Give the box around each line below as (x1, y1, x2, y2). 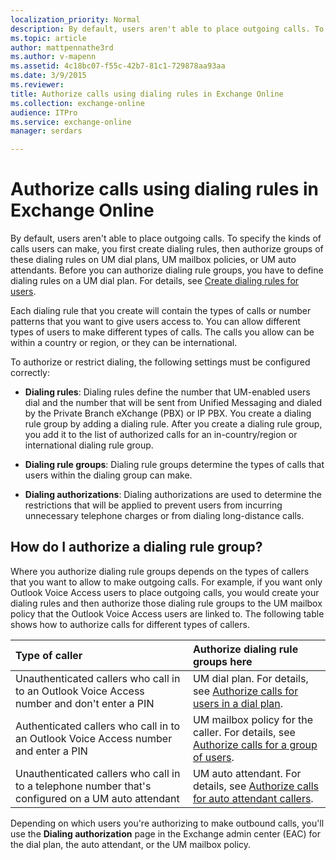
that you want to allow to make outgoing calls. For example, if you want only (10, 576, 323, 588)
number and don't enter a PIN (15, 696, 155, 710)
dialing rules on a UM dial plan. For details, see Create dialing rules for (10, 275, 300, 287)
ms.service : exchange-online (10, 117, 132, 127)
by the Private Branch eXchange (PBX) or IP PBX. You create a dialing (24, 407, 312, 420)
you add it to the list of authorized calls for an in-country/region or (24, 429, 298, 441)
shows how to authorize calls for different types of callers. (10, 618, 250, 630)
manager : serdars (10, 126, 83, 136)
